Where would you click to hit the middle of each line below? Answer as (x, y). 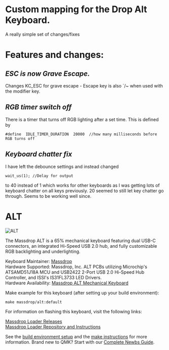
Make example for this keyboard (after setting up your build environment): (82, 293)
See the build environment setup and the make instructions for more (76, 336)
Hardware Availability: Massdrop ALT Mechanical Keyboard (67, 283)
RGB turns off (20, 138)
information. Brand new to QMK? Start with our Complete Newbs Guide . (80, 342)
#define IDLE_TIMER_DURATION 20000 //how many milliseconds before (81, 134)
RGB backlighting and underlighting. (43, 251)
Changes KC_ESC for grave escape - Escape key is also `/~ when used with (84, 85)
